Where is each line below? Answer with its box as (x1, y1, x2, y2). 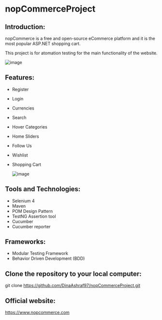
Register (12, 86, 29, 92)
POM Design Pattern (12, 208, 53, 214)
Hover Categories (12, 124, 47, 129)
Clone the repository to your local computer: (5, 270, 142, 278)
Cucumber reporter (12, 224, 51, 229)
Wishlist (12, 152, 28, 158)
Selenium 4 (12, 198, 35, 204)
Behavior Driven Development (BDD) (12, 256, 85, 261)
